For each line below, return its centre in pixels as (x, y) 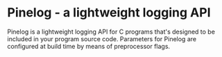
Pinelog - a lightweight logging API (109, 13)
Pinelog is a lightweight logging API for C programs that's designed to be (111, 32)
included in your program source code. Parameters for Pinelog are (102, 38)
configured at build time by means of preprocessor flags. (89, 46)
